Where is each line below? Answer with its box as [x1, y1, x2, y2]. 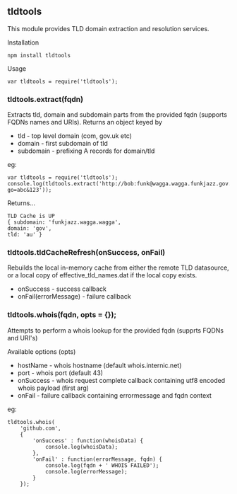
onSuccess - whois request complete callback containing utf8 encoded [17, 376, 226, 384]
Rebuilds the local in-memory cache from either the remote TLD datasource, [7, 263, 229, 272]
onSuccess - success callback [17, 285, 107, 293]
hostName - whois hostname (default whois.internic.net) [17, 361, 182, 369]
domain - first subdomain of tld [17, 139, 108, 148]
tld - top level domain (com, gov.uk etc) [17, 132, 133, 140]
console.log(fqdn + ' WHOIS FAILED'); [44, 461, 159, 469]
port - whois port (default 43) [17, 368, 104, 377]
